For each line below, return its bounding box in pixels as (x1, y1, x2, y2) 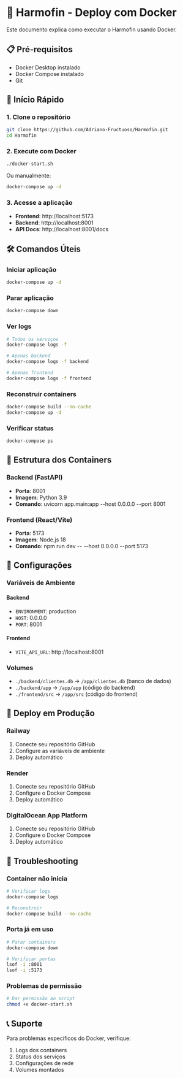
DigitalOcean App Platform (6, 811, 88, 819)
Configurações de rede (15, 1060, 74, 1067)
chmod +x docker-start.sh (6, 1001, 72, 1007)
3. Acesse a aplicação (6, 199, 73, 207)
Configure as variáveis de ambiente (15, 747, 105, 754)
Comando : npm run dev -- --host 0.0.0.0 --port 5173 (15, 543, 149, 550)
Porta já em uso (6, 925, 54, 934)
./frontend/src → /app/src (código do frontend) (15, 690, 138, 698)
